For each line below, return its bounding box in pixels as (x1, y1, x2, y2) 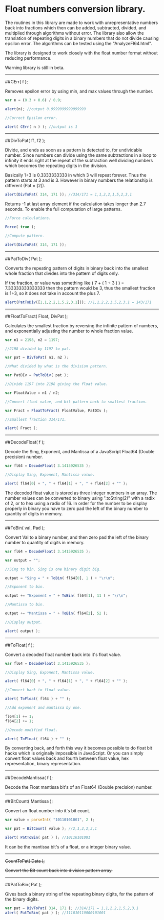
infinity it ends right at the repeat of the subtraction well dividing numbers (5, 158, 153, 164)
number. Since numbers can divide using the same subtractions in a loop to (5, 152, 157, 158)
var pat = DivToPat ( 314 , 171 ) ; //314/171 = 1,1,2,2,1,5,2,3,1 (5, 906, 139, 911)
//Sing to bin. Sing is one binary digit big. (5, 567, 102, 572)
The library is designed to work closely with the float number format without (5, 50, 158, 56)
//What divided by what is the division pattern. (5, 364, 108, 369)
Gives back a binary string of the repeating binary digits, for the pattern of (5, 891, 154, 897)
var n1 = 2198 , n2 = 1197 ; (5, 337, 60, 342)
